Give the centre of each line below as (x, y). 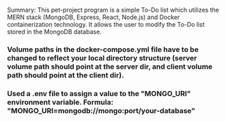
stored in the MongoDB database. (55, 32)
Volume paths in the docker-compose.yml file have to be (103, 49)
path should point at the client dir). (66, 75)
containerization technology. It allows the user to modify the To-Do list (106, 24)
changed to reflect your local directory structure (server (102, 58)
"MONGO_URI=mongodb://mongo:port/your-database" (101, 110)
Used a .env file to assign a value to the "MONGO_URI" (99, 93)
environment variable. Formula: (60, 102)
